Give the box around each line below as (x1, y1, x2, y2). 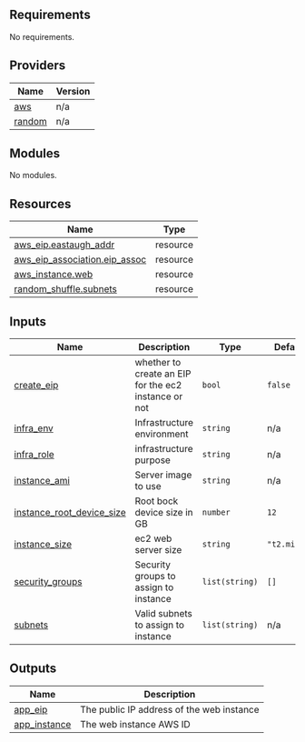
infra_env (14, 422, 54, 435)
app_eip (14, 703, 48, 716)
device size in (134, 506, 193, 519)
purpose (134, 454, 171, 466)
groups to (134, 570, 176, 583)
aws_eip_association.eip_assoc (14, 254, 147, 266)
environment (134, 427, 189, 440)
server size (134, 544, 182, 556)
